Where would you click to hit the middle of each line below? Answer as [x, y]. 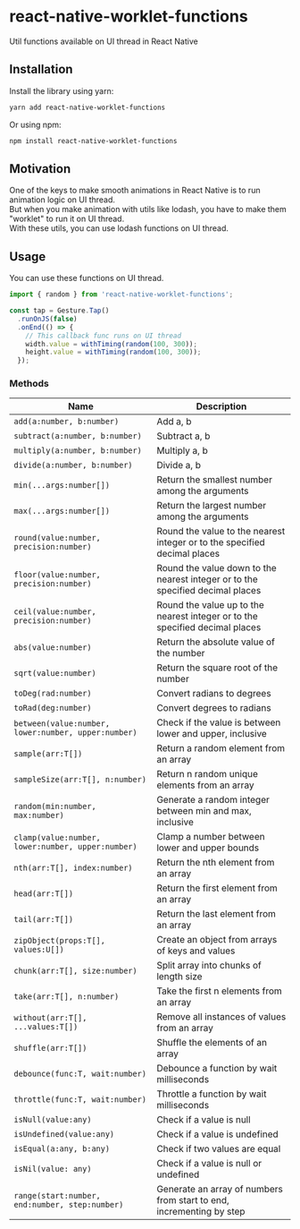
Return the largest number [211, 506]
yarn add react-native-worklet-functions [87, 107]
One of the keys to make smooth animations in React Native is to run [135, 191]
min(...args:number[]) [62, 486]
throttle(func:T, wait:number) [80, 1100]
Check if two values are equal [218, 1149]
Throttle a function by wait [211, 1094]
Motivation [40, 169]
